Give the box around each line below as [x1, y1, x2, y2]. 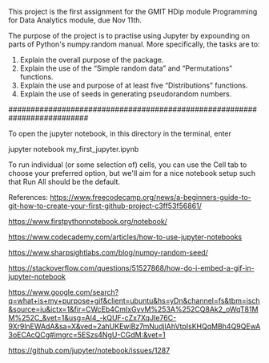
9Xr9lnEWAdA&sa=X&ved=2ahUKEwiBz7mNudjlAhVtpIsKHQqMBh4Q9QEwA [8, 321, 261, 331]
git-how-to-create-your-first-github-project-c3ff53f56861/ [8, 201, 203, 210]
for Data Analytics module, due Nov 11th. [8, 15, 143, 25]
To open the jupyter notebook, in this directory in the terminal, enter [8, 128, 232, 138]
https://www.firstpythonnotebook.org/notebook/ [8, 217, 168, 226]
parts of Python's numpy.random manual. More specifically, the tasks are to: [8, 39, 260, 49]
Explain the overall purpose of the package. [19, 55, 164, 64]
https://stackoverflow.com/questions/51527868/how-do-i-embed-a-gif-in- [8, 263, 255, 272]
